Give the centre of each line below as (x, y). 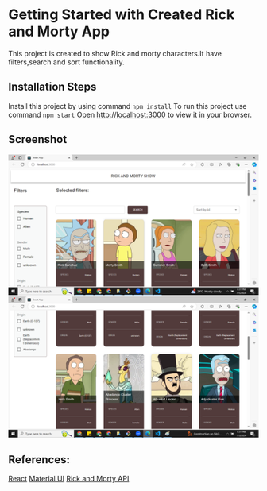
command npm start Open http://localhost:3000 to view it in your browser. (130, 114)
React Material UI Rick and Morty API (69, 479)
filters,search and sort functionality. (66, 62)
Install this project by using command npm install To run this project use (128, 106)
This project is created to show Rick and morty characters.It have (115, 53)
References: (39, 460)
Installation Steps (52, 87)
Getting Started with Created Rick (122, 15)
